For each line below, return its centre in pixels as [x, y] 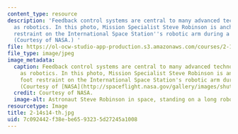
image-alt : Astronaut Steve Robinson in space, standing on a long [115, 100]
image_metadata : [31, 60]
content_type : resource [42, 14]
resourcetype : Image [38, 106]
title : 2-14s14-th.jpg [41, 113]
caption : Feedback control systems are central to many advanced [112, 67]
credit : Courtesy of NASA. [53, 93]
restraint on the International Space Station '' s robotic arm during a [122, 34]
